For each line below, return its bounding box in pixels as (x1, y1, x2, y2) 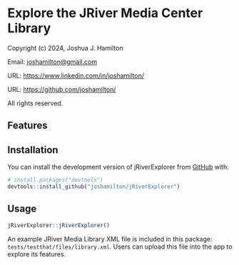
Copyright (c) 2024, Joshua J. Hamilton (7, 43, 123, 52)
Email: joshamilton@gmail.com (7, 57, 98, 66)
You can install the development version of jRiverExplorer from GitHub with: (7, 162, 230, 172)
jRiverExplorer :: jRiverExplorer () (7, 222, 111, 229)
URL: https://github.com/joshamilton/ (7, 85, 116, 93)
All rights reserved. (7, 98, 63, 108)
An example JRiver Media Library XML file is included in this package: (7, 234, 213, 243)
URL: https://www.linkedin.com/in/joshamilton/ (7, 71, 145, 80)
